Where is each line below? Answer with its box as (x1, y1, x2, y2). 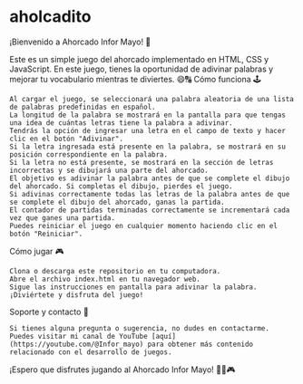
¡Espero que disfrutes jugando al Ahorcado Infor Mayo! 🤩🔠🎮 (9, 364, 236, 375)
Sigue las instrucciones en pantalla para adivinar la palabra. (9, 283, 258, 292)
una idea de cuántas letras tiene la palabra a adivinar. (9, 118, 233, 128)
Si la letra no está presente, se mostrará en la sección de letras (9, 158, 274, 167)
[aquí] (151, 331, 177, 341)
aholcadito (9, 6, 92, 27)
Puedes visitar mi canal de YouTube (9, 331, 148, 341)
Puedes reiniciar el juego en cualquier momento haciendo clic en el (9, 221, 279, 230)
